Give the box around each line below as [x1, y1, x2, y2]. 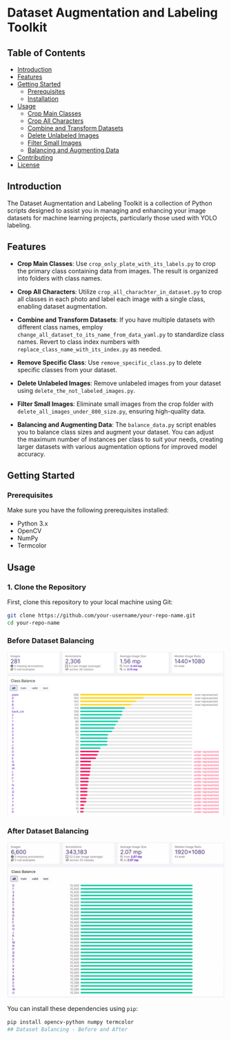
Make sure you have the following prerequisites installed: [7, 506, 169, 514]
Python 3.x [17, 519, 48, 528]
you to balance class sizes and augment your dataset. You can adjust [17, 427, 214, 436]
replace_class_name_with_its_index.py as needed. [17, 345, 162, 353]
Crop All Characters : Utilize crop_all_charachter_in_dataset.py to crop [17, 287, 222, 296]
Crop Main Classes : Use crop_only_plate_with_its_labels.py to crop [17, 259, 216, 267]
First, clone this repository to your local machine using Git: [7, 598, 173, 606]
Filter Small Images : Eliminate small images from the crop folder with [17, 399, 214, 408]
